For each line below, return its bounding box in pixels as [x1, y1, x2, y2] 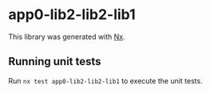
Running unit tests [8, 55, 101, 68]
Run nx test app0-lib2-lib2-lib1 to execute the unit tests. [8, 76, 203, 85]
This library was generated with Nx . [8, 32, 125, 41]
